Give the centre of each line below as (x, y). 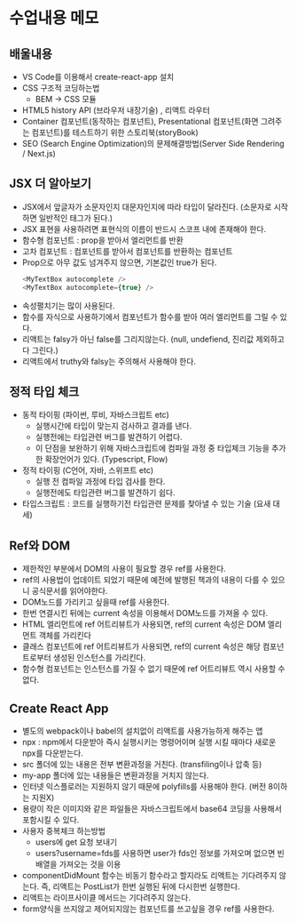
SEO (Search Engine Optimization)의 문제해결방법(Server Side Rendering (153, 144)
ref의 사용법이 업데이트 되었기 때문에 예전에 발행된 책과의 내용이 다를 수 (145, 580)
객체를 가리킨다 (65, 636)
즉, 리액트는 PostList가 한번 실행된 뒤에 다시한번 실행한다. (141, 886)
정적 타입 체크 (44, 392)
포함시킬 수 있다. (51, 820)
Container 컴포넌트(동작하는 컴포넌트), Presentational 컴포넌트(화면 (140, 121)
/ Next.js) (39, 153)
